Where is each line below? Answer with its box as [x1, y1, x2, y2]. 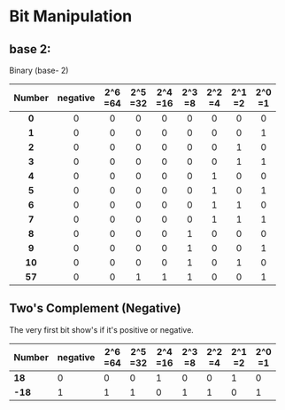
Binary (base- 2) [9, 65, 69, 75]
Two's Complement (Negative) [9, 301, 181, 316]
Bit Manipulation [9, 6, 133, 27]
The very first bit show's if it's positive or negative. [9, 324, 195, 335]
